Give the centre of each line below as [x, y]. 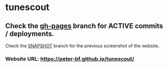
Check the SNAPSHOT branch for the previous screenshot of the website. [82, 46]
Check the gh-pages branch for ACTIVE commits [84, 26]
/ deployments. [30, 33]
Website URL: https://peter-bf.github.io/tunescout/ [70, 58]
